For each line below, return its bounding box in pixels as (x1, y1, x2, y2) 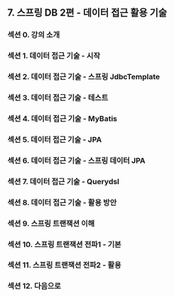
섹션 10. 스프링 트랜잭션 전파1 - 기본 (7, 239, 122, 249)
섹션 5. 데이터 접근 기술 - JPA (7, 134, 102, 144)
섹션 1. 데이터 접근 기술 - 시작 (7, 51, 101, 61)
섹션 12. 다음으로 (7, 281, 62, 291)
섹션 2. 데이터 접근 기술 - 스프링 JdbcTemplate (7, 72, 161, 82)
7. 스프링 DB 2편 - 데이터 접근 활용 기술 (7, 6, 168, 19)
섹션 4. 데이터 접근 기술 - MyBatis (7, 114, 118, 124)
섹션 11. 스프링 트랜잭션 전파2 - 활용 (7, 260, 121, 270)
